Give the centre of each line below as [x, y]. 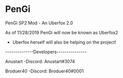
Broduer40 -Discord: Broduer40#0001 [44, 71]
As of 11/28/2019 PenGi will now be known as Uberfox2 [62, 32]
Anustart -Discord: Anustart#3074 [40, 61]
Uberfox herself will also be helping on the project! [64, 42]
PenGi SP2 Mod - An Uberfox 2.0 [39, 23]
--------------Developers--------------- [46, 52]
